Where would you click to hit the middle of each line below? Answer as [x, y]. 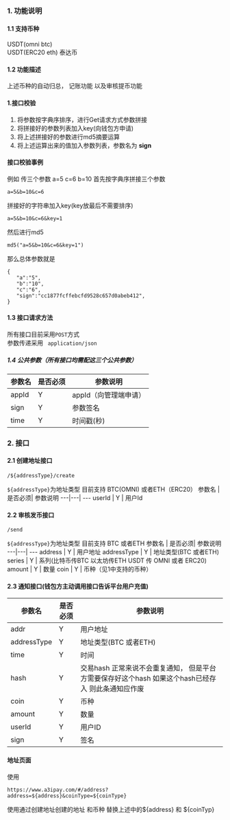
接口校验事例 [25, 162]
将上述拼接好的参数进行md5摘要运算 [68, 137]
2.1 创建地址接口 [30, 461]
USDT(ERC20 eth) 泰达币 [42, 52]
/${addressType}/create [41, 476]
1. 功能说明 [25, 10]
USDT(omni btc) [30, 44]
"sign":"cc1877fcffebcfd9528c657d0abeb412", [81, 296]
